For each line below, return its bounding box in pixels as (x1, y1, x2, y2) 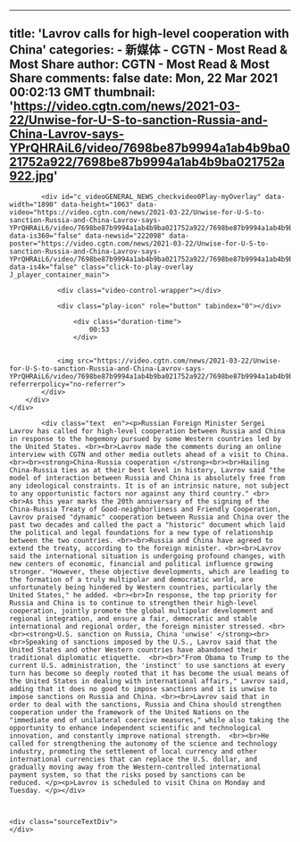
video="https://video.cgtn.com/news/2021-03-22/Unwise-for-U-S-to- (9, 207, 266, 217)
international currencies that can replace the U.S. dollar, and (9, 754, 257, 763)
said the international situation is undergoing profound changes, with (9, 551, 286, 561)
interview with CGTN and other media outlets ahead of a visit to (9, 450, 262, 459)
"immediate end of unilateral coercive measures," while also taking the (9, 715, 290, 724)
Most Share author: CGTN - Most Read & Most (9, 57, 270, 72)
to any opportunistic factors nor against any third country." (9, 488, 250, 498)
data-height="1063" (61, 200, 134, 209)
